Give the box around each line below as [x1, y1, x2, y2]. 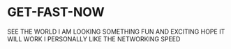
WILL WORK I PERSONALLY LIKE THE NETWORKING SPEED [7, 34, 181, 43]
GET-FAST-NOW [7, 4, 105, 20]
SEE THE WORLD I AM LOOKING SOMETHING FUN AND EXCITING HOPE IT [7, 27, 225, 36]
